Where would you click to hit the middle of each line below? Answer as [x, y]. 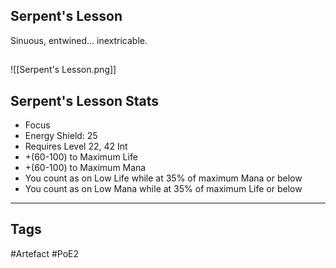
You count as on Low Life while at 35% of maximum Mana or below [163, 178]
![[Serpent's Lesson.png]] [63, 70]
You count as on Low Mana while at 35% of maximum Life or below [163, 189]
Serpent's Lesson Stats [85, 100]
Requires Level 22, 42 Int [76, 146]
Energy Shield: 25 [61, 136]
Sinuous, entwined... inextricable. [79, 40]
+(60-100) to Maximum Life [81, 157]
